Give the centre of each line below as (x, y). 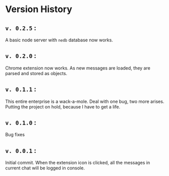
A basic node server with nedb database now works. (59, 40)
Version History (39, 9)
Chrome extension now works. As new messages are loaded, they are (78, 68)
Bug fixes (15, 135)
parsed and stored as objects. (36, 73)
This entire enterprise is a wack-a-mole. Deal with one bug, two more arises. (85, 101)
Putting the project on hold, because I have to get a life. (63, 106)
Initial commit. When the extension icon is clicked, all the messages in (78, 163)
